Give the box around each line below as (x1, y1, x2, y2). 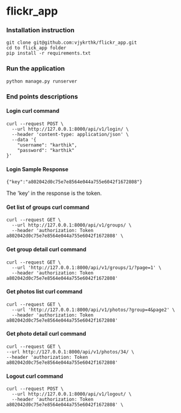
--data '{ (12, 137, 36, 143)
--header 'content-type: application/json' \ (12, 131, 129, 137)
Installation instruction (6, 26, 75, 35)
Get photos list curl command (6, 288, 83, 295)
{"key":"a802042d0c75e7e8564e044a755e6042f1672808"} (6, 179, 143, 185)
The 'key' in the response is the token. (6, 189, 102, 197)
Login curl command (6, 108, 60, 115)
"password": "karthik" (17, 147, 75, 153)
